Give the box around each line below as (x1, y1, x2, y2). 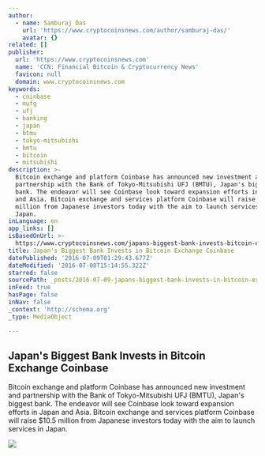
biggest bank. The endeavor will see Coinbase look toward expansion (8, 399, 234, 409)
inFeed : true (8, 284, 51, 292)
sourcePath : (8, 276, 47, 285)
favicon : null (15, 70, 62, 78)
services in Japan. (8, 424, 69, 434)
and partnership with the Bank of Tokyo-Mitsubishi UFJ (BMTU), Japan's (8, 390, 244, 400)
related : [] (8, 41, 47, 49)
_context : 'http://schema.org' (8, 305, 111, 313)
